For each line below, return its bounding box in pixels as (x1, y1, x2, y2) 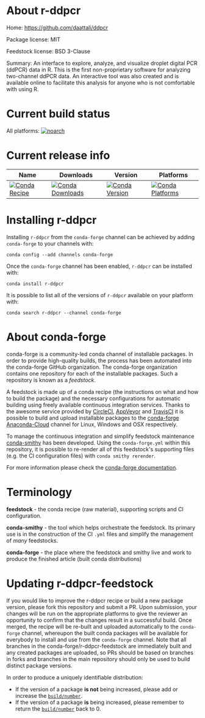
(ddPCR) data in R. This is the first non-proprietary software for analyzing (6, 65, 191, 73)
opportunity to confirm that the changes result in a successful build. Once (6, 616, 192, 624)
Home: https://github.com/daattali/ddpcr (6, 24, 109, 31)
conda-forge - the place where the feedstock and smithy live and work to (6, 549, 192, 556)
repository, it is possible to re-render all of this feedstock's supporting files (6, 445, 194, 453)
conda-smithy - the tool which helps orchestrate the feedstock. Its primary (6, 524, 196, 531)
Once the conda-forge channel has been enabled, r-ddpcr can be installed (6, 262, 192, 270)
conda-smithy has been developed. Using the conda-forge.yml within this (6, 439, 191, 446)
